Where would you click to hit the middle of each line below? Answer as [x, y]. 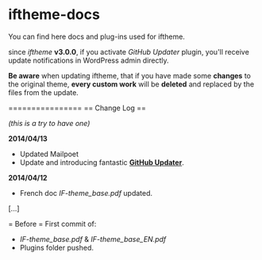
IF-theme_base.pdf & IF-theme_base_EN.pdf [93, 239]
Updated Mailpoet [49, 154]
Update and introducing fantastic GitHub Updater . [102, 162]
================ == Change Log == [77, 108]
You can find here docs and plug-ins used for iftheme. [96, 36]
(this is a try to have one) [49, 123]
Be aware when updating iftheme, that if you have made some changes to [130, 75]
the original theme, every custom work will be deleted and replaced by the [131, 84]
